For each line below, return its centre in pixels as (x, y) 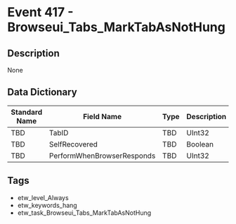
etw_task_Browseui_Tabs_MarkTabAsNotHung (84, 213)
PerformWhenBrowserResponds (102, 156)
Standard (27, 112)
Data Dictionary (42, 92)
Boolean (200, 144)
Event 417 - (40, 12)
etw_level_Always (43, 197)
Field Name (102, 116)
